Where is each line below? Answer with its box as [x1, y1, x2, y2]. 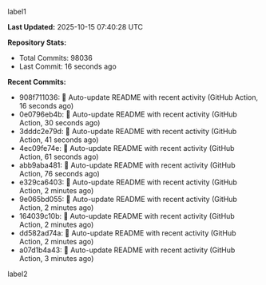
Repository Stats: [7, 38, 67, 47]
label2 [7, 269, 28, 279]
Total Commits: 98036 [18, 53, 93, 62]
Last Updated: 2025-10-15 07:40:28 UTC [7, 22, 144, 31]
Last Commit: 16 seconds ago [18, 61, 117, 71]
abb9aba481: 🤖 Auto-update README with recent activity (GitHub [18, 160, 236, 170]
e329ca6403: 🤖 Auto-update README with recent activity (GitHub [18, 177, 237, 187]
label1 [7, 7, 27, 16]
